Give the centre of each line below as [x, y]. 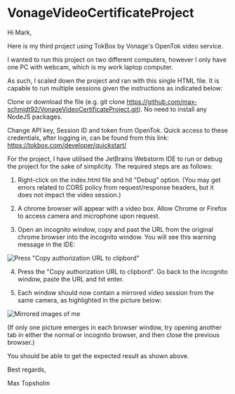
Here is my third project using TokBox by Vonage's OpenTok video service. [115, 46]
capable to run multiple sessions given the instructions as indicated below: [115, 88]
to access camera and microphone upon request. [88, 216]
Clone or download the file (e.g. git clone [66, 101]
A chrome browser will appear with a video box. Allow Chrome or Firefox [122, 208]
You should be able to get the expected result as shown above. [98, 355]
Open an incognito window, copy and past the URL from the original [115, 229]
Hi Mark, [20, 32]
